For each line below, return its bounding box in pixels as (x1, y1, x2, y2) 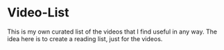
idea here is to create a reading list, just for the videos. (7, 34, 163, 42)
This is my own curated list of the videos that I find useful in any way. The (7, 27, 217, 36)
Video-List (7, 5, 69, 21)
